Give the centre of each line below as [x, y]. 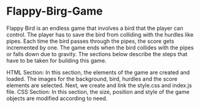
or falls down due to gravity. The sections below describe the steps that [97, 54]
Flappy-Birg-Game [55, 11]
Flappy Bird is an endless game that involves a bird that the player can [95, 28]
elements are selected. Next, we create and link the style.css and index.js [99, 85]
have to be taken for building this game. [56, 60]
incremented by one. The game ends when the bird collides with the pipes [100, 48]
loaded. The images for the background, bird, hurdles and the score [92, 79]
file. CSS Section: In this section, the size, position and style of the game [98, 92]
